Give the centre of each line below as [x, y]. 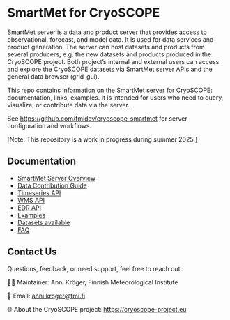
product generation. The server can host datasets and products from [106, 47]
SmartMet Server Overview [56, 178]
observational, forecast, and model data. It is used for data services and [110, 39]
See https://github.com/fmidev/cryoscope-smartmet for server [98, 118]
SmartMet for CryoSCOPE [84, 13]
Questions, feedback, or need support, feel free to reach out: [95, 268]
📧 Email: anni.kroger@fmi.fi [46, 296]
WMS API [31, 200]
